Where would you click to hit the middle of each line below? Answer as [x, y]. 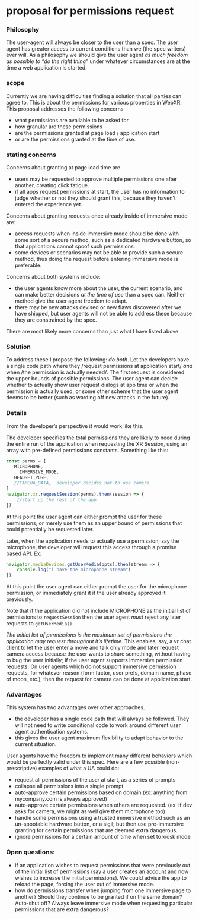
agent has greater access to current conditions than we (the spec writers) [96, 49]
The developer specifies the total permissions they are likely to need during [98, 438]
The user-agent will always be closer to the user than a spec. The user [92, 42]
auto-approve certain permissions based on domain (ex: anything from [101, 792]
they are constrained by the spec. [56, 320]
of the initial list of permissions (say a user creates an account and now [102, 871]
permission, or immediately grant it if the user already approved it [86, 593]
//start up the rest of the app [57, 500]
